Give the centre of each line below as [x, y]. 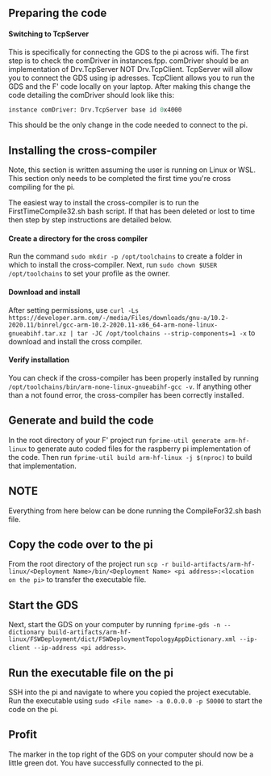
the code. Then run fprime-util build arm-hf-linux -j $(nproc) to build [130, 457]
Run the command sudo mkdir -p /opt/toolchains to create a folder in [126, 256]
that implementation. [42, 466]
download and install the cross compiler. [75, 341]
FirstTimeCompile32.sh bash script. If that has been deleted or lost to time [132, 211]
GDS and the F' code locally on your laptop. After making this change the [130, 86]
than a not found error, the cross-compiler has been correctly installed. [126, 394]
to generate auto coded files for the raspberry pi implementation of [140, 449]
